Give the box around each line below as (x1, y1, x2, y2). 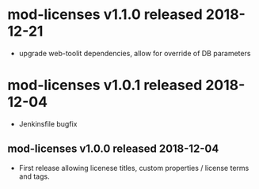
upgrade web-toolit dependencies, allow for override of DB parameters (18, 48, 251, 58)
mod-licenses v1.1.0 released (7, 6, 203, 24)
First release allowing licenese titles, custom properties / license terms (18, 163, 249, 172)
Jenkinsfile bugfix (18, 119, 78, 128)
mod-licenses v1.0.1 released (7, 77, 203, 94)
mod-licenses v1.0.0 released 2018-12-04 (7, 142, 219, 156)
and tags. (18, 172, 50, 181)
